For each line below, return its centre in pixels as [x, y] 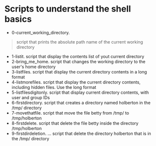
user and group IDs [31, 97]
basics [18, 19]
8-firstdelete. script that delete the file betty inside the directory [75, 123]
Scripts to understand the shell [68, 9]
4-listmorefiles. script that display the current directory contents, [76, 82]
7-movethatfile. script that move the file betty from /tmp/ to [70, 113]
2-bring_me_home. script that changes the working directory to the [78, 61]
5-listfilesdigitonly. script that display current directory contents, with [80, 92]
